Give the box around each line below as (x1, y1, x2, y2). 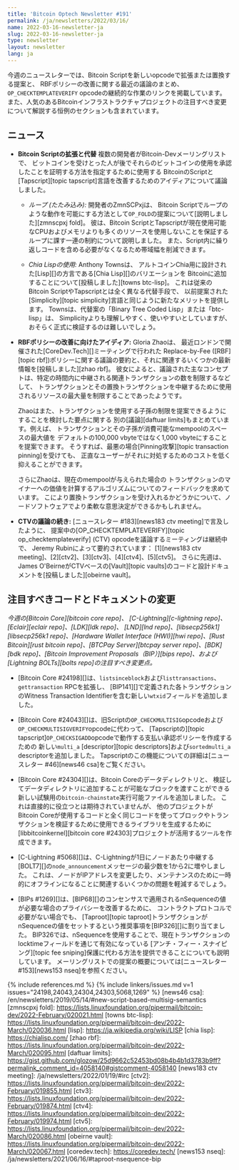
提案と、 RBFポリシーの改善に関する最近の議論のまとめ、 (13, 79, 183, 88)
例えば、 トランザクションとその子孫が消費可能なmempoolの (29, 424, 209, 432)
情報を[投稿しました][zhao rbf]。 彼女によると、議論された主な (17, 365, 203, 373)
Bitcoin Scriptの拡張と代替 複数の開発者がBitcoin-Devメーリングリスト (17, 149, 227, 158)
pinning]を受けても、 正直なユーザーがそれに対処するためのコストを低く (17, 451, 231, 459)
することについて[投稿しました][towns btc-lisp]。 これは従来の (28, 278, 213, 286)
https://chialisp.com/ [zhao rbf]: (7, 1033, 101, 1042)
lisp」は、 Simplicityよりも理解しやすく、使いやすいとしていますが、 (28, 313, 232, 322)
